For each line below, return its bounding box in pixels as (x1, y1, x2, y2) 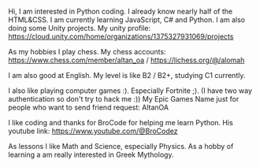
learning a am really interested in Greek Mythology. (8, 150, 174, 159)
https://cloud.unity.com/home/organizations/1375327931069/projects (8, 32, 234, 41)
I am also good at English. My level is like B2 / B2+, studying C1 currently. (8, 71, 246, 80)
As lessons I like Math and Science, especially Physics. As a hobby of (8, 142, 234, 150)
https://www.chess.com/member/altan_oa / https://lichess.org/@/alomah (8, 55, 245, 65)
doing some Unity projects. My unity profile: (8, 24, 151, 32)
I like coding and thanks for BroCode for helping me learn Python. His (8, 118, 234, 127)
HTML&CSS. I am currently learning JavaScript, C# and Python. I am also (8, 15, 246, 24)
